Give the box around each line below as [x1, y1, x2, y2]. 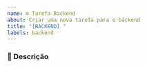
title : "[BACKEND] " [7, 23, 67, 30]
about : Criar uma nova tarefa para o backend [7, 16, 140, 23]
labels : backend [7, 29, 54, 36]
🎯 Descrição [7, 52, 49, 62]
